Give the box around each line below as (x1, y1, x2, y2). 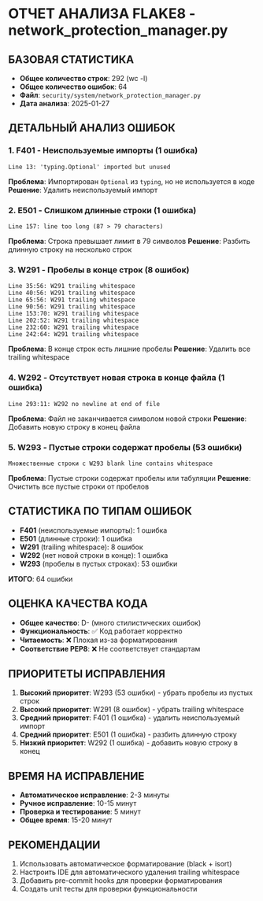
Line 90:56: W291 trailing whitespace (8, 303, 135, 311)
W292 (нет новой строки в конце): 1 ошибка (19, 550, 169, 559)
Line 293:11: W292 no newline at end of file (8, 400, 160, 408)
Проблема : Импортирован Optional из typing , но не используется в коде (8, 176, 255, 186)
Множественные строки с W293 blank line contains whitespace (8, 460, 213, 467)
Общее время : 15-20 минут (19, 815, 113, 825)
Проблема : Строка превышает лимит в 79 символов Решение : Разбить (8, 236, 250, 246)
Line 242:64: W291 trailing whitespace (8, 330, 139, 338)
